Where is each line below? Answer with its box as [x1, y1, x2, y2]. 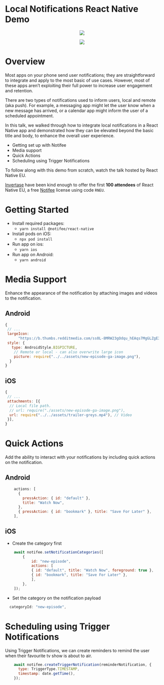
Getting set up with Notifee [12, 142, 67, 148]
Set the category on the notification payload [12, 595, 101, 601]
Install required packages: [12, 220, 64, 226]
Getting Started [5, 204, 69, 216]
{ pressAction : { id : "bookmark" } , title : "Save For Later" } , [18, 509, 152, 514]
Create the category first [12, 540, 62, 546]
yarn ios [19, 247, 38, 252]
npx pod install [19, 237, 53, 242]
